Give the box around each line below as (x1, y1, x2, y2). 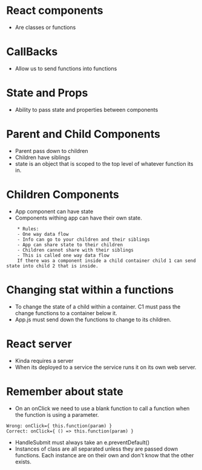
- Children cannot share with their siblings (17, 247, 134, 253)
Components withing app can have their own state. (15, 214, 142, 221)
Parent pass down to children (15, 147, 89, 154)
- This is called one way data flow (17, 252, 110, 258)
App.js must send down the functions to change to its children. (15, 316, 172, 323)
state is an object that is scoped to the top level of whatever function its (15, 160, 194, 167)
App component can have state (15, 207, 94, 215)
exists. (15, 458, 31, 465)
